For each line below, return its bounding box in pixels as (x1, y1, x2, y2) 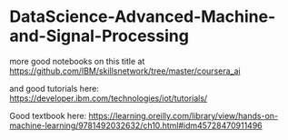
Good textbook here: (9, 110, 87, 121)
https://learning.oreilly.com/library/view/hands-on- (88, 110, 279, 121)
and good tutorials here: (9, 83, 100, 94)
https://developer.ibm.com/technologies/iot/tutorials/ (9, 93, 208, 104)
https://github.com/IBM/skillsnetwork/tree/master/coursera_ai (9, 65, 241, 76)
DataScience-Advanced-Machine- (9, 6, 276, 27)
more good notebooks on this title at (9, 55, 145, 66)
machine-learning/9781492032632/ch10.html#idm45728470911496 (9, 120, 263, 131)
